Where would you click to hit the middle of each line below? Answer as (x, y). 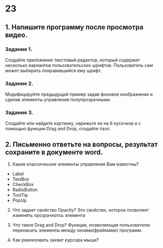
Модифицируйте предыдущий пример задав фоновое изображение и (79, 94)
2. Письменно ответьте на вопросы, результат (81, 144)
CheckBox (23, 185)
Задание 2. (19, 83)
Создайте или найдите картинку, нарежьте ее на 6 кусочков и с (73, 123)
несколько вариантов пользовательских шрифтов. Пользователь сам (79, 65)
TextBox (21, 179)
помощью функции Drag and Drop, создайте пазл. (58, 129)
